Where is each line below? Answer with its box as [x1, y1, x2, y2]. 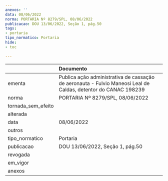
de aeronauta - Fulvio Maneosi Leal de [58, 79, 150, 86]
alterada [7, 110, 27, 117]
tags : [5, 26, 16, 31]
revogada [7, 151, 30, 158]
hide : [5, 40, 16, 45]
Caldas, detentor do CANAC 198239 [58, 86, 145, 93]
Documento [58, 65, 87, 72]
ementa [7, 79, 26, 86]
